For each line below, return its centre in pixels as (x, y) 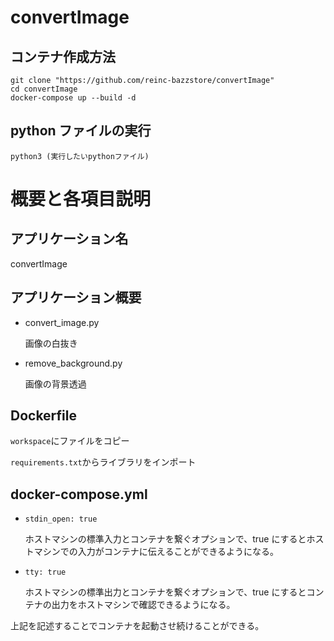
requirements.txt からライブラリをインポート (103, 462)
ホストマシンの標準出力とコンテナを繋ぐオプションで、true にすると (165, 592)
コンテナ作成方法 (63, 56)
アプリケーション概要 (76, 297)
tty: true (45, 572)
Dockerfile (44, 416)
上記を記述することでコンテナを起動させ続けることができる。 (137, 626)
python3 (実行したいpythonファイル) (80, 156)
